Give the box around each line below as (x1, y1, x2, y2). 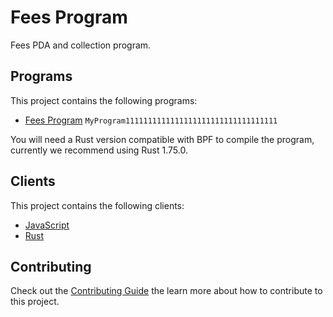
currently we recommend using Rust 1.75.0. (10, 144, 188, 156)
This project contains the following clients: (10, 199, 185, 211)
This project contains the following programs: (10, 94, 198, 106)
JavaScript (24, 219, 70, 231)
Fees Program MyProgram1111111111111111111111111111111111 (24, 114, 278, 126)
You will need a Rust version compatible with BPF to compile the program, (10, 133, 315, 145)
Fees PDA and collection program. (10, 39, 152, 51)
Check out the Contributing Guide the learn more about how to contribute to (10, 285, 323, 297)
